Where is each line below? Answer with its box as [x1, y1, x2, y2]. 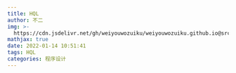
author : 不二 [7, 17, 44, 24]
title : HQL [7, 10, 39, 17]
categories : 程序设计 [7, 56, 67, 63]
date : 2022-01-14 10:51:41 [7, 42, 86, 49]
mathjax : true [7, 36, 49, 43]
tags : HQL [7, 49, 37, 56]
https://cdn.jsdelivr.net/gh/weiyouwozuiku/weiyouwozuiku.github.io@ [13, 29, 221, 37]
